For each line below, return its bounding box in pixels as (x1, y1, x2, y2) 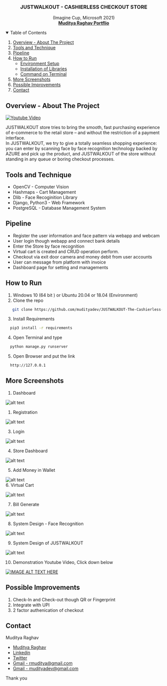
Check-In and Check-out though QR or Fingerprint (12, 596, 115, 602)
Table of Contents (10, 30, 47, 36)
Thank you (5, 675, 28, 681)
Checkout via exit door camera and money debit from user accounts (12, 254, 153, 260)
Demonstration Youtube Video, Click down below (12, 559, 113, 565)
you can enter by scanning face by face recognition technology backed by (5, 145, 158, 151)
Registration (12, 409, 38, 415)
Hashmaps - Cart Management (12, 189, 76, 195)
